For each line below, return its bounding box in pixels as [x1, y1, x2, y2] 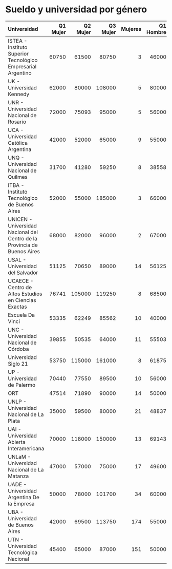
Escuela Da [8, 311, 35, 318]
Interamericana [8, 445, 45, 452]
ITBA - [8, 181, 25, 188]
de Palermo [8, 381, 36, 388]
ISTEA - [8, 37, 28, 44]
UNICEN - [8, 216, 33, 223]
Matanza [8, 472, 29, 480]
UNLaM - [8, 453, 31, 460]
